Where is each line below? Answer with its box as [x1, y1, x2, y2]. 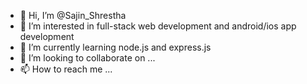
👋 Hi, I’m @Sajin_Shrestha [19, 10, 127, 21]
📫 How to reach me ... [19, 63, 113, 75]
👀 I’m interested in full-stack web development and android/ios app [19, 20, 297, 32]
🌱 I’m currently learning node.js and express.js [19, 41, 212, 53]
